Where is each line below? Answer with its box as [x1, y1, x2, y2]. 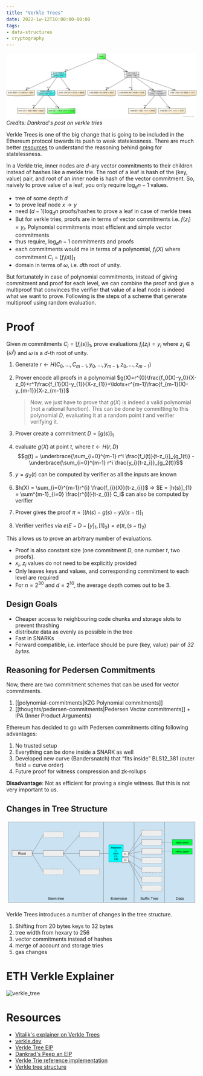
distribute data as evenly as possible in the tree [14, 628, 133, 635]
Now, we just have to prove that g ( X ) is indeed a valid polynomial [30, 399, 192, 406]
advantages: [6, 730, 37, 737]
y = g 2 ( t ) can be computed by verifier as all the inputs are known [14, 470, 177, 479]
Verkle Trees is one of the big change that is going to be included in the [6, 131, 184, 138]
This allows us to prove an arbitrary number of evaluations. [6, 535, 153, 543]
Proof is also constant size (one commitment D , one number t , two [14, 547, 180, 554]
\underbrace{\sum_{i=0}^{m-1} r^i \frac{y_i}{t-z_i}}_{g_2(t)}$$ [28, 459, 183, 466]
